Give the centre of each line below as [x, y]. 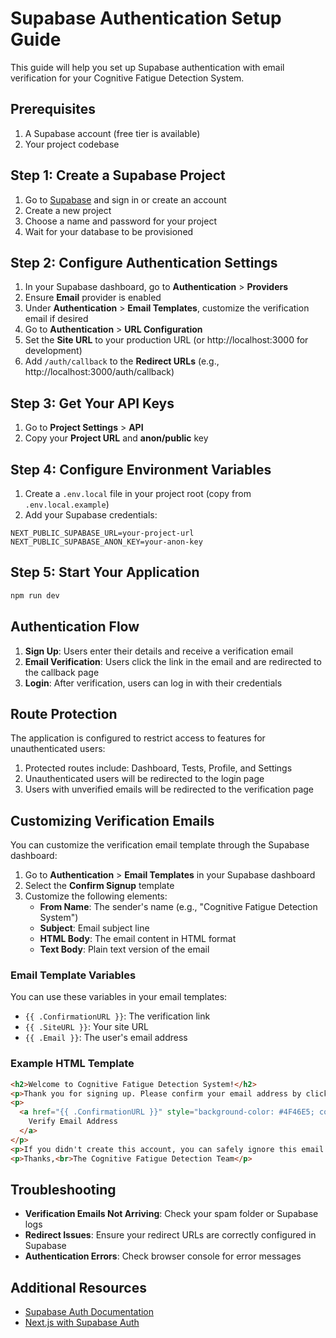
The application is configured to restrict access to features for [138, 738]
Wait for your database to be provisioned [109, 231]
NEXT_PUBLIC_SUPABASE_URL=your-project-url [102, 533]
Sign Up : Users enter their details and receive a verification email [159, 651]
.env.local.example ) [67, 504]
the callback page [62, 672]
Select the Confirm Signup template [99, 886]
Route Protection [64, 713]
